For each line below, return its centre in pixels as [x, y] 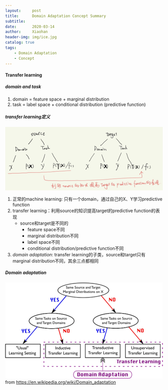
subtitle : [15, 21]
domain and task [23, 86]
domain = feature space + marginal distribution [61, 99]
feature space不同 [46, 229]
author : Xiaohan [27, 32]
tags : [11, 48]
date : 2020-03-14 [30, 27]
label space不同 [43, 242]
